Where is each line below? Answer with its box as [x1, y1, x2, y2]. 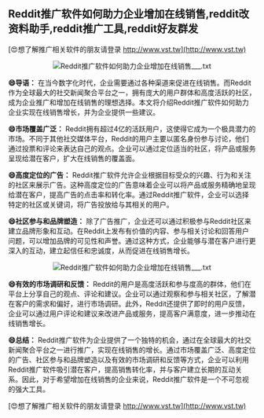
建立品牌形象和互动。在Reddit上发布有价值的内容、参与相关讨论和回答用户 [8, 226, 250, 236]
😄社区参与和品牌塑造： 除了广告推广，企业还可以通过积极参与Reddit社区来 [8, 216, 251, 225]
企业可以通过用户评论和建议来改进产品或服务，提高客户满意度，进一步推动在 [8, 309, 256, 318]
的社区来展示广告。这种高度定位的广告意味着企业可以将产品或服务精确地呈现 [8, 180, 256, 189]
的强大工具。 [8, 384, 49, 394]
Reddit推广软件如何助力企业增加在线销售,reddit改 [8, 7, 250, 21]
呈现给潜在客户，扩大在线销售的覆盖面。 [8, 153, 139, 163]
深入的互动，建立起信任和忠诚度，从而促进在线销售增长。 [8, 246, 194, 255]
